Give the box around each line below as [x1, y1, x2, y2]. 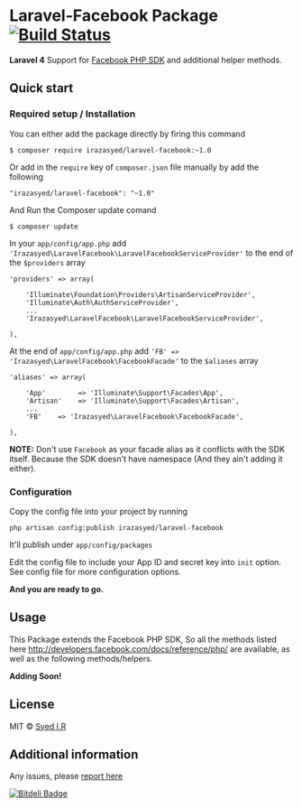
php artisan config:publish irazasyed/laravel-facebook [9, 523, 224, 533]
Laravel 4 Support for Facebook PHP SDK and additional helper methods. [9, 54, 282, 65]
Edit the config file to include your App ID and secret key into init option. [9, 556, 282, 567]
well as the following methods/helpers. [9, 653, 153, 664]
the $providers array [9, 256, 86, 267]
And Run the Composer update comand [9, 204, 157, 215]
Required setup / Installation [9, 107, 136, 120]
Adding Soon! [9, 670, 62, 682]
